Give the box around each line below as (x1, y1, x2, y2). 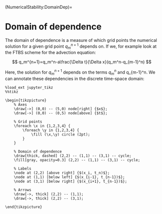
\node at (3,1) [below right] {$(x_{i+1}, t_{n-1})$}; (14, 179, 127, 184)
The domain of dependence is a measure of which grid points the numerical (5, 37, 157, 43)
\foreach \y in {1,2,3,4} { (22, 128, 79, 133)
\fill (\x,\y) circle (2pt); (31, 132, 90, 137)
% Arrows (14, 187, 32, 192)
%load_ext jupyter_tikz (5, 85, 54, 90)
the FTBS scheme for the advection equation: (5, 50, 96, 56)
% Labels (14, 166, 32, 171)
